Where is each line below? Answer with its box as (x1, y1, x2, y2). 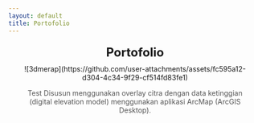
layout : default (8, 11, 63, 20)
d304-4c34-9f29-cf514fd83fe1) (81, 72, 189, 82)
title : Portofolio (8, 19, 70, 27)
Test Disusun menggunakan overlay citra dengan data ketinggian (27, 88, 243, 97)
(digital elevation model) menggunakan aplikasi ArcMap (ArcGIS (29, 96, 241, 106)
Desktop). (119, 105, 151, 115)
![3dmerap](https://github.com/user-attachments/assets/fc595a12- (23, 64, 247, 73)
